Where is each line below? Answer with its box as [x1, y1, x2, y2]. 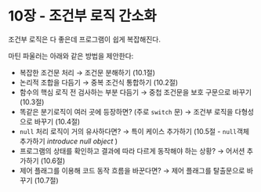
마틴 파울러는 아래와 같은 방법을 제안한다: [8, 51, 134, 60]
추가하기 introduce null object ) [19, 136, 118, 146]
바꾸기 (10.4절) [34, 117, 81, 126]
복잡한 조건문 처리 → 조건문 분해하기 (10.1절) [19, 67, 155, 77]
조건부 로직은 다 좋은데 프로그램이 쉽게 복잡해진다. [8, 34, 161, 44]
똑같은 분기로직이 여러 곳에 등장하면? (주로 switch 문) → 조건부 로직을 [19, 107, 234, 116]
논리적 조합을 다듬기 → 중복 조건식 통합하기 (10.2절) [19, 78, 179, 87]
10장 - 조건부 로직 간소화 [8, 7, 157, 25]
